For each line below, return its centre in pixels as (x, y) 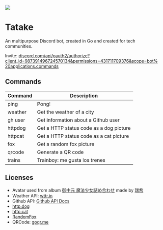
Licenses (19, 178)
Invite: (11, 56)
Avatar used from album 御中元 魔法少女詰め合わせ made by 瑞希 (78, 190)
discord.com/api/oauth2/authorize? (54, 56)
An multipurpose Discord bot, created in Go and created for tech (70, 41)
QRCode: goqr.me (30, 222)
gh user (16, 120)
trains (14, 160)
